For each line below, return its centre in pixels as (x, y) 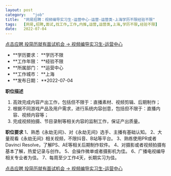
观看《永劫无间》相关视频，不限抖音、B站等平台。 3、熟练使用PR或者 (83, 139)
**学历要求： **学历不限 (38, 55)
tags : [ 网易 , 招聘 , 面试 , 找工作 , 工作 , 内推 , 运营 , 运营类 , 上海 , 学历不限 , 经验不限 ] (81, 24)
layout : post (19, 10)
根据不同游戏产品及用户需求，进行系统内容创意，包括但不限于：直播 (84, 109)
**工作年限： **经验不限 (38, 61)
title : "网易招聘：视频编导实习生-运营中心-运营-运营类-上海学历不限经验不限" (80, 19)
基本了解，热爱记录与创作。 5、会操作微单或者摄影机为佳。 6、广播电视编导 (85, 152)
